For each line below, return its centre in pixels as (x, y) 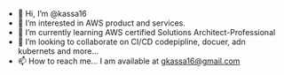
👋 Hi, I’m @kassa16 (52, 14)
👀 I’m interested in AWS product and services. (102, 23)
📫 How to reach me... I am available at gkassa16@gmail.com (129, 61)
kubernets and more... (58, 51)
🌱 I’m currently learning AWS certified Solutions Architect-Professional (146, 32)
